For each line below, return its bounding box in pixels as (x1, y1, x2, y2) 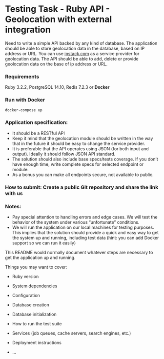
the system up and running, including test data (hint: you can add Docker (12, 235, 159, 240)
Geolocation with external (5, 14, 112, 25)
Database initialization (12, 311, 57, 317)
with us (5, 190, 23, 197)
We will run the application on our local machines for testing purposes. (12, 224, 155, 230)
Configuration (12, 292, 40, 298)
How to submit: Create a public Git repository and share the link (5, 184, 159, 191)
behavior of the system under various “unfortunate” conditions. (12, 219, 140, 225)
